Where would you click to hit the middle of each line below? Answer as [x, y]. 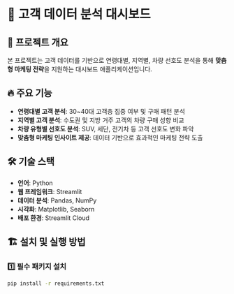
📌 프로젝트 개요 [38, 42]
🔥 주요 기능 [30, 93]
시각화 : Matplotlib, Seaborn [56, 209]
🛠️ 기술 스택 [31, 162]
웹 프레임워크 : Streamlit [50, 191]
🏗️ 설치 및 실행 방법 [46, 242]
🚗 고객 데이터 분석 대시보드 [79, 14]
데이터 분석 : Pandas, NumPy [57, 200]
